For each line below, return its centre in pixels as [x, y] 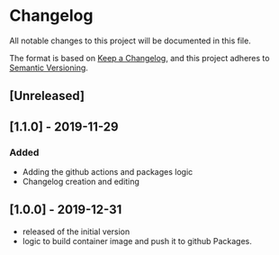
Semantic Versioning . [49, 68]
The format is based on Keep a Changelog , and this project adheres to [139, 58]
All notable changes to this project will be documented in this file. [130, 41]
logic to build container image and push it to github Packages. [137, 241]
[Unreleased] [47, 96]
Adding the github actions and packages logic [108, 172]
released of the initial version [76, 232]
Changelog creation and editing [81, 182]
